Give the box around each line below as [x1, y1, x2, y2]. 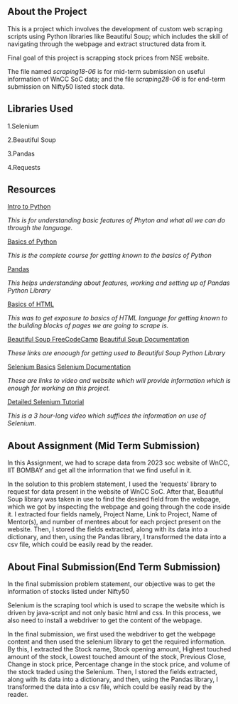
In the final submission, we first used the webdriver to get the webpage [7, 630, 216, 639]
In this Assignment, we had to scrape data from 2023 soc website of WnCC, [7, 458, 230, 467]
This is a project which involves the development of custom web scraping [7, 24, 223, 33]
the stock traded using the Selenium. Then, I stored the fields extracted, [7, 668, 218, 676]
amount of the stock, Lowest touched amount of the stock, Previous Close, [7, 653, 226, 661]
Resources [7, 184, 56, 196]
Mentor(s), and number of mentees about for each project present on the [7, 518, 222, 526]
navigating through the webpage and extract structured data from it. [7, 39, 207, 48]
